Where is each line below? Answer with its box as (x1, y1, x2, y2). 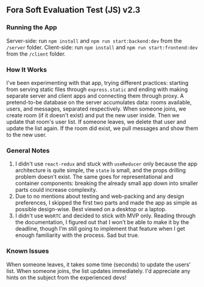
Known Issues (6, 247, 49, 255)
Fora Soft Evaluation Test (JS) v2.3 (6, 5, 141, 15)
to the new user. (6, 131, 47, 138)
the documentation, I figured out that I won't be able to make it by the (15, 219, 189, 226)
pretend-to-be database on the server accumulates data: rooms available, (6, 98, 192, 106)
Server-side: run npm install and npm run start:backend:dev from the (6, 37, 182, 45)
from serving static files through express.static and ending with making (6, 85, 188, 93)
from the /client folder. (6, 50, 66, 57)
